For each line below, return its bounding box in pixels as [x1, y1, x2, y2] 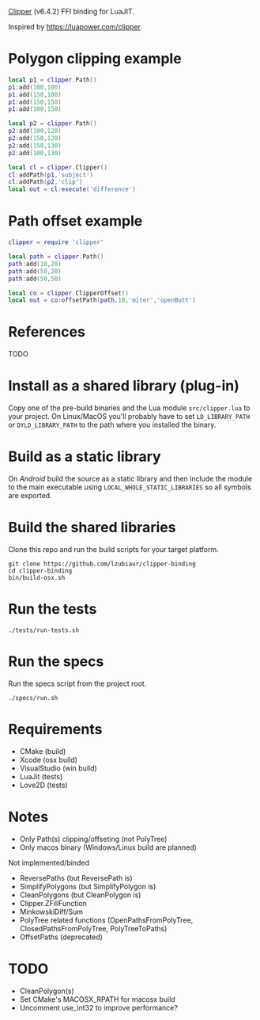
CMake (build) [19, 746, 66, 755]
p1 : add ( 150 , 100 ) [8, 90, 62, 98]
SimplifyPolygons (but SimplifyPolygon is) [19, 881, 156, 891]
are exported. [8, 491, 53, 500]
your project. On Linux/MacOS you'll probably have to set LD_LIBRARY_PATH [8, 412, 251, 421]
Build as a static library [8, 447, 161, 466]
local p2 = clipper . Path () [8, 120, 97, 127]
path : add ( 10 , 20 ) [8, 260, 62, 268]
